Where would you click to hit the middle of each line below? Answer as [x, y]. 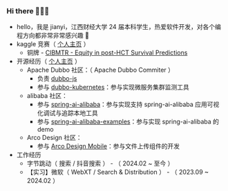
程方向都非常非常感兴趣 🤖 [53, 36]
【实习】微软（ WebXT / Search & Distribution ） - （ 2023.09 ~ [117, 172]
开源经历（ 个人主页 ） [48, 61]
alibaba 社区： [47, 96]
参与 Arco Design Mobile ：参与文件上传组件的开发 [108, 146]
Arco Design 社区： [54, 138]
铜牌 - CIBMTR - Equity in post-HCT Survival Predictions [107, 53]
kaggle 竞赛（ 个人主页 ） [53, 44]
